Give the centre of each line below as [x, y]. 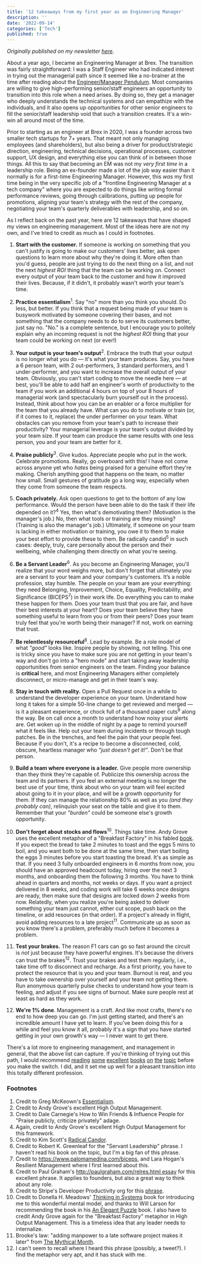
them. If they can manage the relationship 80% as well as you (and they [104, 800]
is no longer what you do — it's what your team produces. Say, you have [105, 359]
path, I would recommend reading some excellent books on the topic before [100, 1060]
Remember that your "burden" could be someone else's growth [94, 813]
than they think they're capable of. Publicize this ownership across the [102, 774]
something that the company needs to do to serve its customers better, [103, 321]
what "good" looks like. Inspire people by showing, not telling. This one [103, 648]
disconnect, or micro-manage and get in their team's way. [87, 680]
